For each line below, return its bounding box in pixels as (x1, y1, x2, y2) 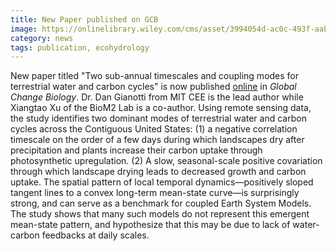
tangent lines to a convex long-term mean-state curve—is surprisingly (10, 187, 300, 199)
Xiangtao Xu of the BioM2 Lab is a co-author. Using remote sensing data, (10, 102, 312, 114)
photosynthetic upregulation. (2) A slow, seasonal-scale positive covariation (10, 155, 323, 167)
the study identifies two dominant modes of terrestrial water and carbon (10, 112, 307, 125)
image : (10, 24, 38, 34)
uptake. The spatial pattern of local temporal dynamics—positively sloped (10, 176, 314, 188)
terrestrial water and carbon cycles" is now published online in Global (10, 81, 297, 93)
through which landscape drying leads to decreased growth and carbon (10, 166, 307, 178)
